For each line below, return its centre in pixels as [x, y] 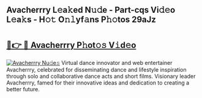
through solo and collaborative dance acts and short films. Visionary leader [101, 76]
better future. [23, 89]
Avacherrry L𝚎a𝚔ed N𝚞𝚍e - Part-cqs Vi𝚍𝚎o [91, 10]
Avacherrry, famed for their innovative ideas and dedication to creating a [98, 83]
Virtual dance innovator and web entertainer [117, 63]
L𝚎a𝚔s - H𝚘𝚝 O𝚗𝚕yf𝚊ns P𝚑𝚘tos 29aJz [81, 20]
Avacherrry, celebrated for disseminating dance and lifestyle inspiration [96, 70]
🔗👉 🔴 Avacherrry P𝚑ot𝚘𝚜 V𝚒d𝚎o [71, 45]
